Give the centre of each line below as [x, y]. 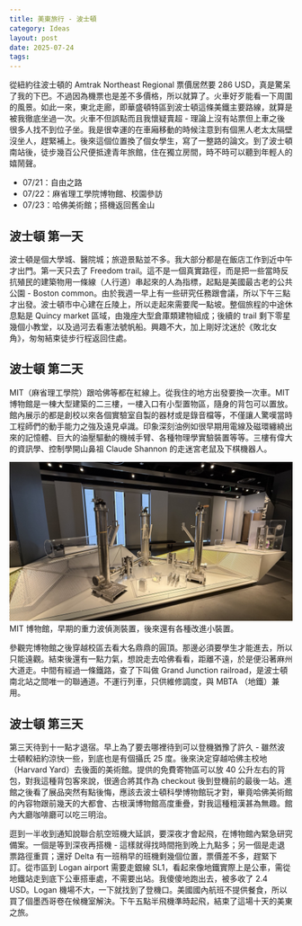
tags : [19, 57]
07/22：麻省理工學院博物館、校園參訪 [93, 194]
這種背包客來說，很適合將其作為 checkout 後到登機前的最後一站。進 [166, 781]
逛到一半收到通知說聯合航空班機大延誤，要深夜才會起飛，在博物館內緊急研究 [151, 834]
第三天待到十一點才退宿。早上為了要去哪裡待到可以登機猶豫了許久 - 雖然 [143, 747]
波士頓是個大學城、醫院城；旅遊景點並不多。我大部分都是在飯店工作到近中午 [151, 259]
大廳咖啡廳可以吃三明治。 [64, 815]
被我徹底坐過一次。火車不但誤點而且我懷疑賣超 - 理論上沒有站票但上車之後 [147, 119]
